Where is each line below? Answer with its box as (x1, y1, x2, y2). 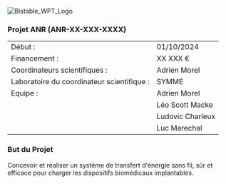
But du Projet (7, 145, 53, 155)
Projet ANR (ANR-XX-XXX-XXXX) (7, 24, 127, 34)
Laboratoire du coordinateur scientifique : (11, 77, 150, 87)
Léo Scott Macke (156, 100, 213, 110)
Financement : (11, 53, 59, 63)
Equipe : (11, 88, 38, 98)
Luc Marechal (156, 123, 202, 133)
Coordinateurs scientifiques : (11, 65, 108, 75)
